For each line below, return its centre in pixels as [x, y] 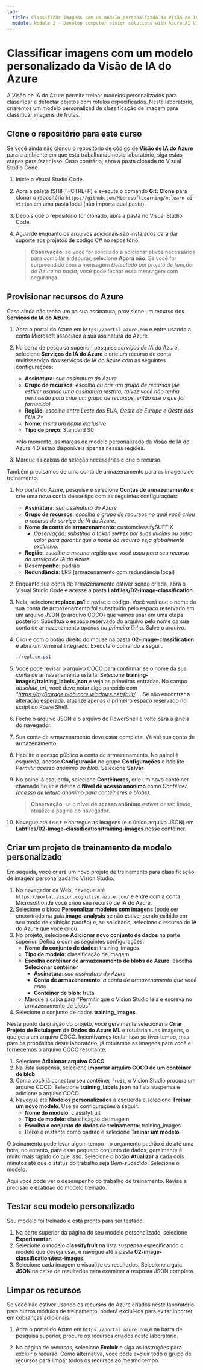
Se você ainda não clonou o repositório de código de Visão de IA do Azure [100, 148]
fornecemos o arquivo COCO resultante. [57, 1049]
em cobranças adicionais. [39, 1318]
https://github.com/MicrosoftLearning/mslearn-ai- [130, 198]
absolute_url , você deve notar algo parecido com [77, 688]
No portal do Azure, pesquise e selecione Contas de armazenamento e [105, 489]
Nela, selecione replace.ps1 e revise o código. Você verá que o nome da [106, 602]
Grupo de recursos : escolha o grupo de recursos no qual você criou [110, 514]
